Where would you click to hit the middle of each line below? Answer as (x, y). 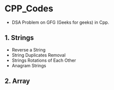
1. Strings (19, 38)
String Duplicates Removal (39, 55)
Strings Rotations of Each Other (44, 60)
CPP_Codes (29, 9)
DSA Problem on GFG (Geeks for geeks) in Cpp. (60, 22)
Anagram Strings (29, 65)
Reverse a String (29, 49)
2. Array (17, 81)
